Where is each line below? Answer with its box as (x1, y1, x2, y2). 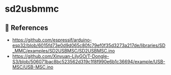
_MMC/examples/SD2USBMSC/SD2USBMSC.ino (12, 48, 115, 54)
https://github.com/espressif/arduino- (12, 37, 92, 43)
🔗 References (5, 23, 48, 32)
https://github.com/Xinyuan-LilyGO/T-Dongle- (12, 53, 109, 59)
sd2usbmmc (5, 3, 59, 15)
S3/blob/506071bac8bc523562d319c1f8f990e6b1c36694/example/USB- (12, 59, 165, 64)
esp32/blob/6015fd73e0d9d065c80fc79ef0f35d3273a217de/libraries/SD (12, 42, 166, 48)
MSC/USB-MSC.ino (12, 64, 54, 70)
